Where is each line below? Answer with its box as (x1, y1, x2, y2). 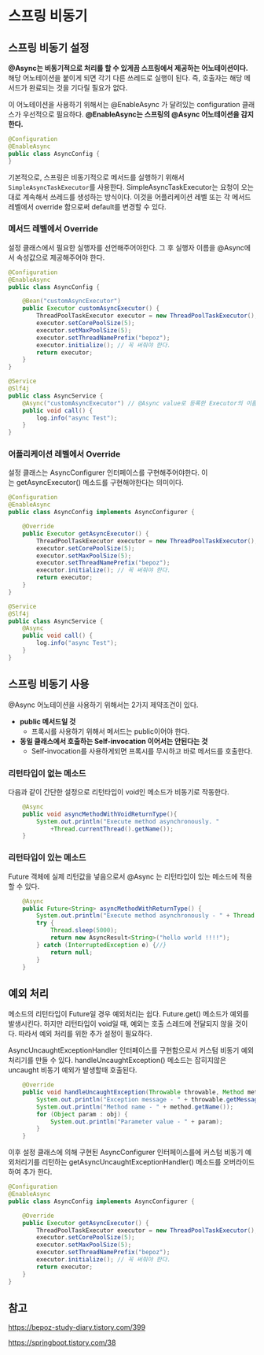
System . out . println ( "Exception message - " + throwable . (36, 1095, 226, 1103)
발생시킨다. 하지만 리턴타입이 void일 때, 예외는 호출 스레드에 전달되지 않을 (8, 1019, 233, 1028)
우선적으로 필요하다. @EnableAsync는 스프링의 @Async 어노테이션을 (22, 109, 240, 119)
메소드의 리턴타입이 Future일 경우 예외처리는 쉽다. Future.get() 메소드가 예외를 (8, 1009, 250, 1019)
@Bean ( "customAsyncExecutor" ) (22, 297, 122, 305)
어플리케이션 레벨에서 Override (8, 449, 121, 460)
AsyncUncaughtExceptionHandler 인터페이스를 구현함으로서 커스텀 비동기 (8, 1046, 240, 1055)
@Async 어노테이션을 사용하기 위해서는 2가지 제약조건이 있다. (8, 700, 199, 709)
